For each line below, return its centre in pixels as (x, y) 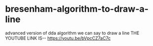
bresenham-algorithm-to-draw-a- (77, 9)
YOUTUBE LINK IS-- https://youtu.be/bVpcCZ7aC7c (58, 38)
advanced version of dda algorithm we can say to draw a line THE (72, 33)
